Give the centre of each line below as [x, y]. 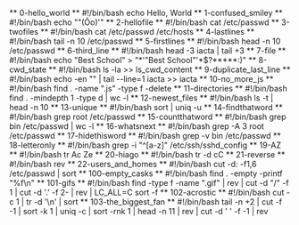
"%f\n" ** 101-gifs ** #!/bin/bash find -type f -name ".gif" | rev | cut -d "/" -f [149, 183]
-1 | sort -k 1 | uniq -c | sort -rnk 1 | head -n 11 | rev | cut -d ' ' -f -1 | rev [139, 211]
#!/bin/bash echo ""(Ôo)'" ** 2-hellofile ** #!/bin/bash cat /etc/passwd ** [144, 22]
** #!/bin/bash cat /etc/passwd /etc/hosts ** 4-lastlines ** [147, 32]
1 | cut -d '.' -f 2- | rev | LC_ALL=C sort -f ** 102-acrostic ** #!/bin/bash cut [147, 192]
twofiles [24, 32]
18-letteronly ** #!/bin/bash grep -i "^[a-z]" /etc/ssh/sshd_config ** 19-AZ [145, 145]
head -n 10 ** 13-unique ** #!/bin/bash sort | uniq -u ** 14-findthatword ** [146, 107]
